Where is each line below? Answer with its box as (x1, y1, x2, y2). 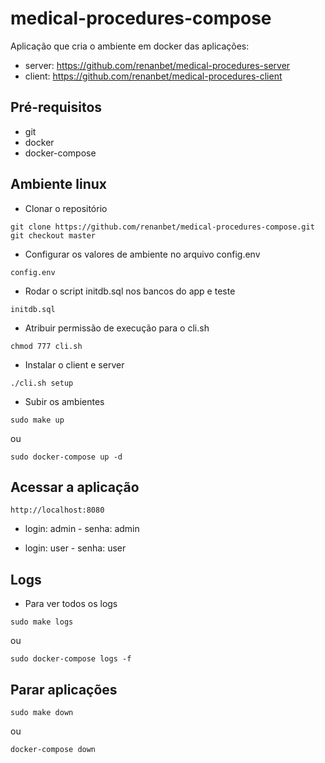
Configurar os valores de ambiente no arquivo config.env (24, 248, 261, 260)
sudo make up (10, 415, 65, 425)
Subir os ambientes (24, 395, 105, 407)
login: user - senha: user (24, 542, 127, 554)
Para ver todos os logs (24, 598, 118, 610)
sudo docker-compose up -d (10, 452, 123, 462)
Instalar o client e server (24, 358, 125, 371)
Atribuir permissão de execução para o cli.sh (24, 322, 210, 334)
